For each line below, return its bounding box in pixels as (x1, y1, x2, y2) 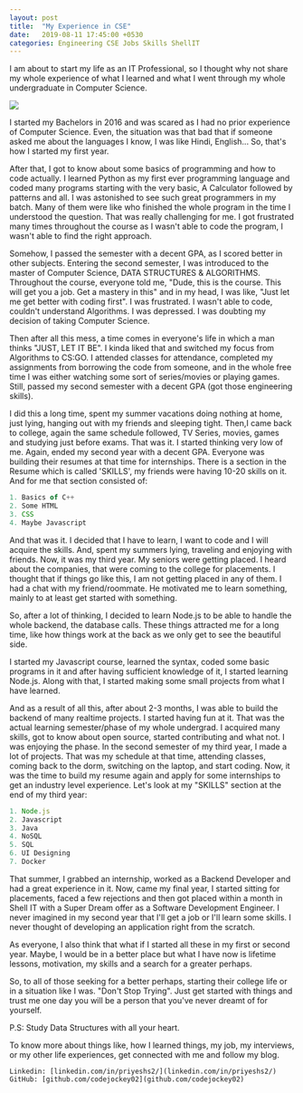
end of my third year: (9, 789, 88, 800)
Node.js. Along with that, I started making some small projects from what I (9, 675, 285, 686)
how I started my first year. (9, 146, 109, 157)
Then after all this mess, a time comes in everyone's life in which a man (9, 333, 275, 344)
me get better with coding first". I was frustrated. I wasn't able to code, (9, 296, 273, 308)
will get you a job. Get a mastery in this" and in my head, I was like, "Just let (9, 287, 290, 298)
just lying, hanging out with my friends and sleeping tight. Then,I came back (9, 418, 292, 429)
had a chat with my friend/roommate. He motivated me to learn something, (9, 583, 288, 594)
